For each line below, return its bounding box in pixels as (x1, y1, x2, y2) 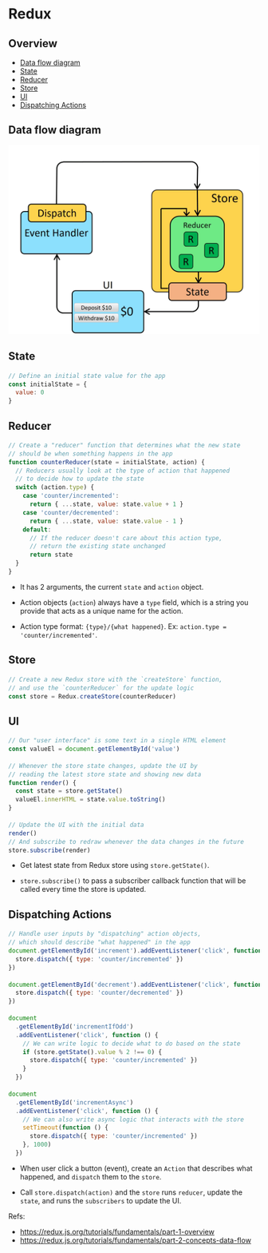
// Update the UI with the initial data (8, 821, 145, 829)
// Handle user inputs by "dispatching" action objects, (8, 930, 202, 938)
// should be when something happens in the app (8, 449, 173, 458)
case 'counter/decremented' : (22, 508, 120, 516)
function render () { (8, 778, 77, 787)
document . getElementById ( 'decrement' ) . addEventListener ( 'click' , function (8, 981, 262, 988)
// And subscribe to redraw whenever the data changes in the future (8, 837, 245, 845)
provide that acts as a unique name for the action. (19, 606, 183, 615)
